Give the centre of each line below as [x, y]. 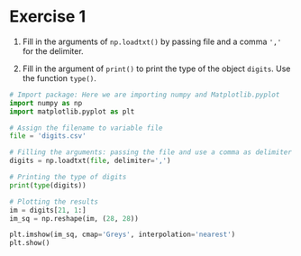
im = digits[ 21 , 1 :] [48, 210]
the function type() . [59, 78]
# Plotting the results [54, 201]
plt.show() [30, 243]
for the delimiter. [53, 50]
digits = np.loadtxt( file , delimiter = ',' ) [90, 161]
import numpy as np [46, 103]
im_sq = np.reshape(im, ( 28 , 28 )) [74, 218]
